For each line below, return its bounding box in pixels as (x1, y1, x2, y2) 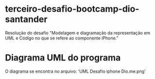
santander (5, 14, 48, 25)
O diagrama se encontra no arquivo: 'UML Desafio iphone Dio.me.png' (5, 68, 146, 74)
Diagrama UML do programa (5, 52, 121, 63)
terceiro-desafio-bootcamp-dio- (5, 3, 139, 15)
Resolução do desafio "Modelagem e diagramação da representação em (5, 30, 151, 36)
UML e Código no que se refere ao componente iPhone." (5, 35, 119, 41)
